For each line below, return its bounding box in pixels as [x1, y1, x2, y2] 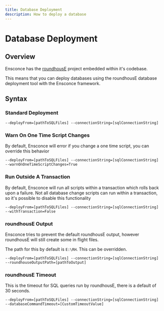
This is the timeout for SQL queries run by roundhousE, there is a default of [5, 282, 157, 288]
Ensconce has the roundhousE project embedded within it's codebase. [5, 65, 148, 71]
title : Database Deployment [5, 7, 63, 12]
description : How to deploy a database [5, 12, 87, 17]
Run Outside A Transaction [5, 173, 70, 180]
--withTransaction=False [5, 209, 56, 214]
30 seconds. [5, 288, 30, 294]
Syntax [5, 94, 27, 103]
